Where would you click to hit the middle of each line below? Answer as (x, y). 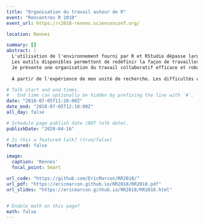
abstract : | (21, 51)
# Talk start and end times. (43, 90)
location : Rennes (28, 34)
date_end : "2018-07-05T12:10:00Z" (50, 107)
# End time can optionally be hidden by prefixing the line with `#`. (100, 95)
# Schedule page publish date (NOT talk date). (68, 123)
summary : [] (21, 45)
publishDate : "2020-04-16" (40, 129)
